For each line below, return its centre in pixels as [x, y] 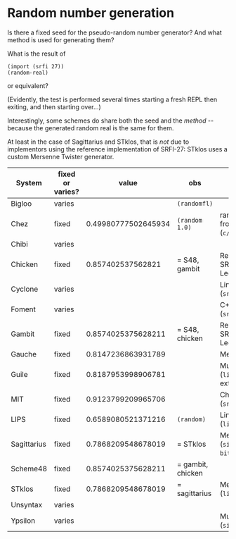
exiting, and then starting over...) [54, 106]
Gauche [24, 354]
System [29, 182]
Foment [24, 309]
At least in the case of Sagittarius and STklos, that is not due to [98, 142]
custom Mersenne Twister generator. [61, 156]
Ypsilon [23, 521]
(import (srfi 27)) [36, 66]
